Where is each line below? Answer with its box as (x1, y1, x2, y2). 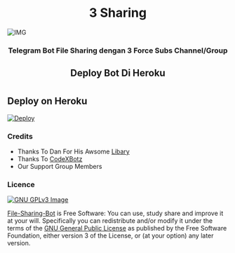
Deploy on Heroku (7, 95, 88, 107)
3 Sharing (88, 5, 147, 21)
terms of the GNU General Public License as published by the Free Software (7, 224, 227, 233)
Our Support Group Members (17, 163, 102, 171)
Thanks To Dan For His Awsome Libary (17, 147, 130, 156)
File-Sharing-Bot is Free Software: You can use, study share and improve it (7, 209, 224, 218)
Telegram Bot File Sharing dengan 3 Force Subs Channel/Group (8, 46, 228, 55)
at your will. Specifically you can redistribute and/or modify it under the (7, 217, 213, 225)
